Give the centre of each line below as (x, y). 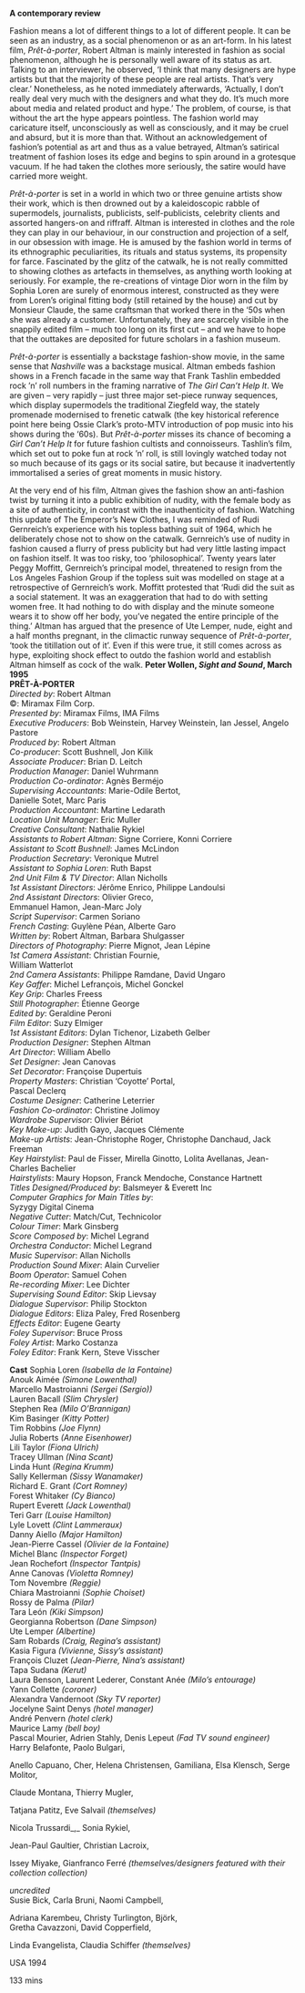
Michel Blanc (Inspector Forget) (69, 1554)
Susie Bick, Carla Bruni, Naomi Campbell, (86, 1900)
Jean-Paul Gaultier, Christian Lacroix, (79, 1845)
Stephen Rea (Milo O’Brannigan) (70, 1408)
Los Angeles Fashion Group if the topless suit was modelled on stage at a (147, 577)
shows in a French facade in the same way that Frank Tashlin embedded (145, 376)
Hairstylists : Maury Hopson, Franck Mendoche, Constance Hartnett (136, 1178)
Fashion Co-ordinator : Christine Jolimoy (85, 1110)
